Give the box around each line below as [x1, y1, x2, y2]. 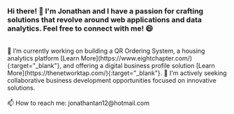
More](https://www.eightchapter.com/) [80, 54, 193, 63]
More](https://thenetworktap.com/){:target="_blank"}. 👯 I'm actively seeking [7, 69, 227, 77]
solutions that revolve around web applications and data [7, 15, 203, 24]
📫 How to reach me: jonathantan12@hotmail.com [7, 99, 150, 107]
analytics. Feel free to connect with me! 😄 [7, 24, 154, 33]
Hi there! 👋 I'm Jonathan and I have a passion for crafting [7, 6, 204, 16]
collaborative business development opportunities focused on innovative [7, 76, 217, 85]
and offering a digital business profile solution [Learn [62, 62, 215, 70]
